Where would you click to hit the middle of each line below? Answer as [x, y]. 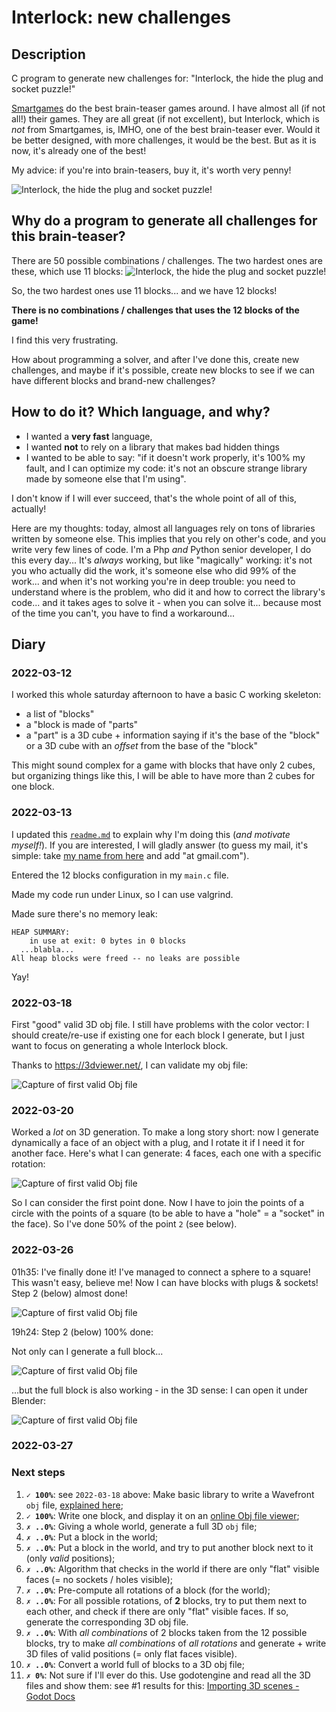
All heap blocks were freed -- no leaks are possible [126, 958]
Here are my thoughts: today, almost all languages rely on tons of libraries [163, 528]
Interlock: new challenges [121, 17]
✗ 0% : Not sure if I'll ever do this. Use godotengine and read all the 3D [168, 1675]
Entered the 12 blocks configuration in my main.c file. [120, 875]
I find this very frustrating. [65, 340]
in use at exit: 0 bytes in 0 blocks [108, 941]
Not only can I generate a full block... [87, 1351]
